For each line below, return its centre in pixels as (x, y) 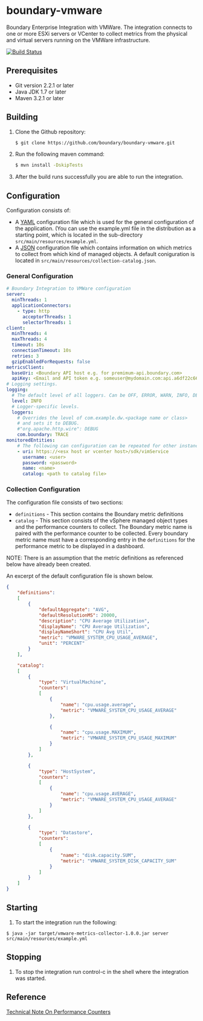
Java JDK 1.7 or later (40, 92)
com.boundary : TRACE (43, 435)
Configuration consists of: (39, 210)
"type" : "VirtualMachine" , (72, 682)
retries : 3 (25, 356)
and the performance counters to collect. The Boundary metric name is (103, 527)
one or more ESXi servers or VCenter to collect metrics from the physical (97, 33)
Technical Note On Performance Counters (58, 1011)
